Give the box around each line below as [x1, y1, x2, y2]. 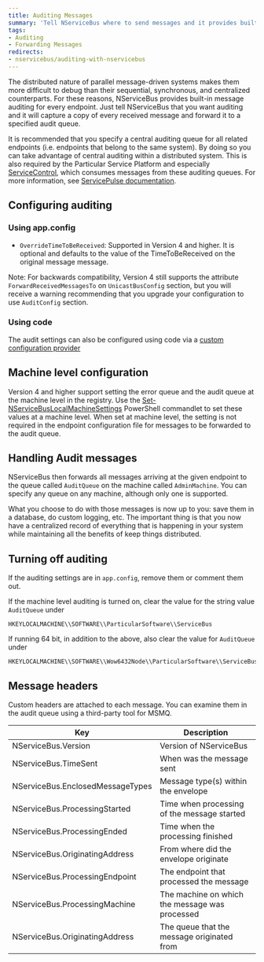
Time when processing [159, 798, 244, 809]
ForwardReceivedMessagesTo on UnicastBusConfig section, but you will [8, 280, 232, 290]
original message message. [19, 257, 109, 266]
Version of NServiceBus [159, 741, 248, 752]
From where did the [159, 844, 232, 855]
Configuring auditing [8, 198, 112, 213]
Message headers [8, 679, 98, 693]
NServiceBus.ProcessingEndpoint [12, 871, 137, 882]
